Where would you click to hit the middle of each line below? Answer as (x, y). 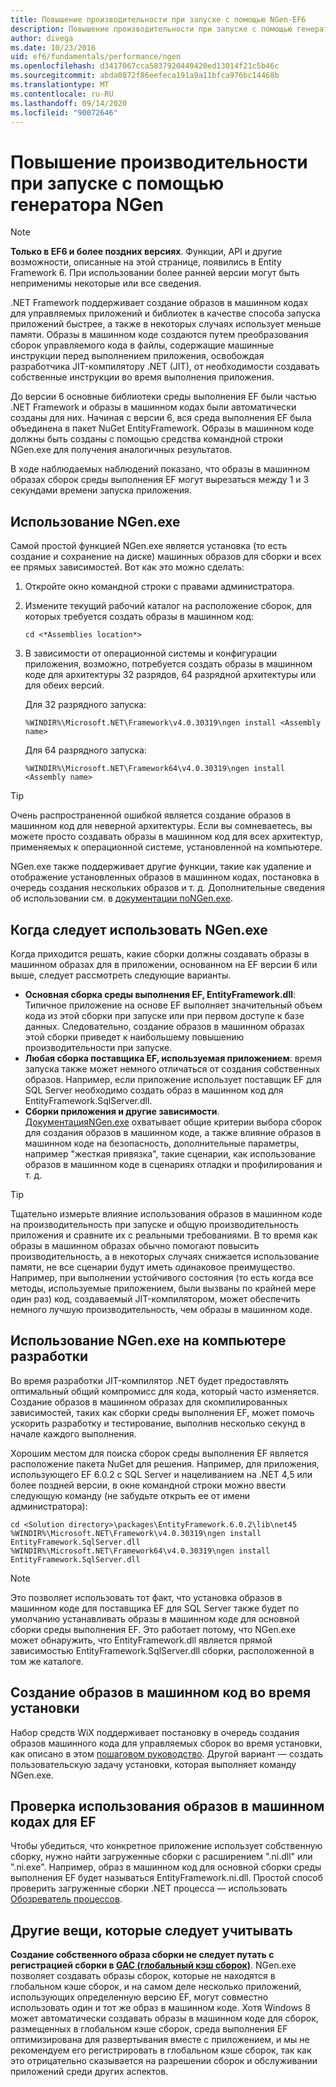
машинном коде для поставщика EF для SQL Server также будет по (155, 1608)
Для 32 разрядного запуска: (85, 705)
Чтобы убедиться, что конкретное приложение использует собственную (166, 1846)
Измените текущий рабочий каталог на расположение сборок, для (168, 606)
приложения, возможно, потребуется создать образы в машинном (168, 664)
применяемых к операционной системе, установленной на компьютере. (166, 847)
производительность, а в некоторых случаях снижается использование (165, 1256)
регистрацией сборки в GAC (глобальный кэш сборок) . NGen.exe (153, 1965)
